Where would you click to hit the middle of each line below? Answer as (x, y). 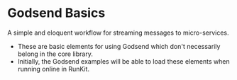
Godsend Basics (56, 13)
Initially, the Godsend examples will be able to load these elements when (123, 61)
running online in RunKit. (54, 69)
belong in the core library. (55, 54)
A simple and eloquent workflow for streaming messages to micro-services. (118, 33)
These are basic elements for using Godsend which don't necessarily (119, 46)
